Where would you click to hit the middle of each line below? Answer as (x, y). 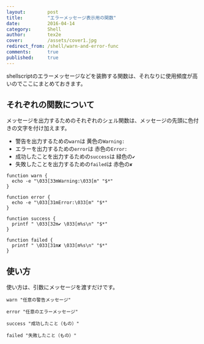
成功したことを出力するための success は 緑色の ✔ (75, 156)
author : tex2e (34, 35)
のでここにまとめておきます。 (49, 83)
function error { (28, 197)
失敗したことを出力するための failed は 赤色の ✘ (74, 164)
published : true (33, 58)
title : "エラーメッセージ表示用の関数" (61, 18)
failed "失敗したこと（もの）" (42, 336)
